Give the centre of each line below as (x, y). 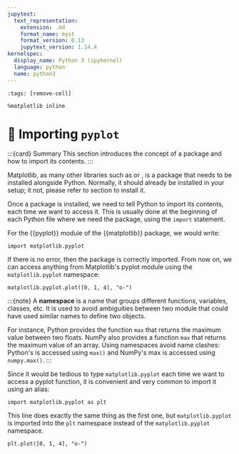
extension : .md (43, 27)
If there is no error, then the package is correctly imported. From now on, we (119, 259)
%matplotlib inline (36, 106)
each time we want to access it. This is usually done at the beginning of (112, 212)
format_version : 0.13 (52, 41)
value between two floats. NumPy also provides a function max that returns (117, 338)
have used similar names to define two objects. (77, 316)
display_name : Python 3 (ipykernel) (68, 61)
